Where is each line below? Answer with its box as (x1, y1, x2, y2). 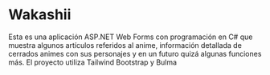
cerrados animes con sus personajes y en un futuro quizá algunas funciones (8, 49, 262, 58)
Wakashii (8, 6, 72, 24)
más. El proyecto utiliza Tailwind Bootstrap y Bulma (8, 57, 178, 67)
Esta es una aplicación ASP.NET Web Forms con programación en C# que (8, 32, 253, 41)
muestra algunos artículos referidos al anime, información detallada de (8, 40, 243, 49)
